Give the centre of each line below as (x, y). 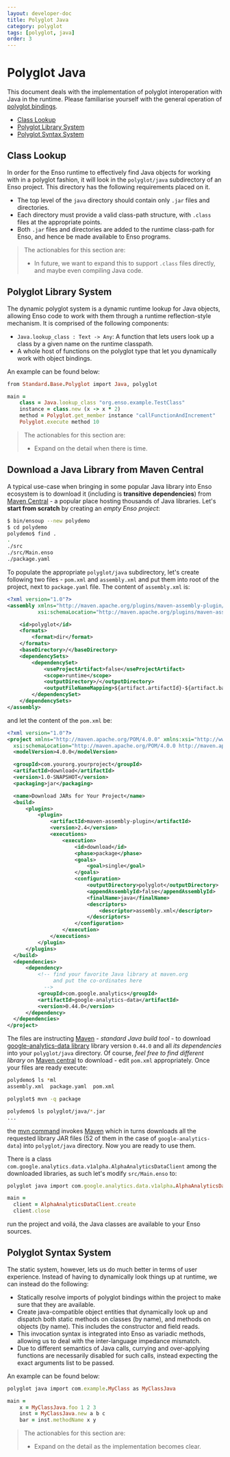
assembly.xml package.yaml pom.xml (61, 1087)
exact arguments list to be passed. (66, 1362)
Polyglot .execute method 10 (59, 422)
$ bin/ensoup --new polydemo (49, 521)
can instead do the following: (48, 1284)
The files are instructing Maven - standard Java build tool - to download (109, 1039)
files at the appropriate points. (60, 222)
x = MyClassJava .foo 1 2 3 (58, 1407)
